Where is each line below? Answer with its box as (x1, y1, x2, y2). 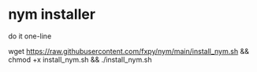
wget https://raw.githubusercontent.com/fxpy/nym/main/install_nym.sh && (8, 46, 250, 56)
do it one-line (8, 31, 52, 41)
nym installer (8, 5, 96, 23)
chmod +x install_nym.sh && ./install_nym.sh (8, 55, 152, 64)
